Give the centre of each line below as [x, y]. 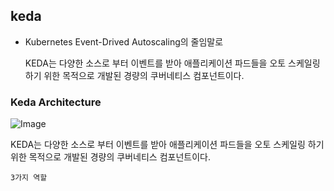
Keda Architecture [56, 102]
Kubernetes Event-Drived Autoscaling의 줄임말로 [124, 41]
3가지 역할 [29, 178]
